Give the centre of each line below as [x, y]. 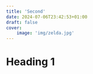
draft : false [22, 22]
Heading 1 [31, 62]
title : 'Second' [26, 11]
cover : [14, 28]
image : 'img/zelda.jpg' [46, 33]
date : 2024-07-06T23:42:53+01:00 [47, 17]
